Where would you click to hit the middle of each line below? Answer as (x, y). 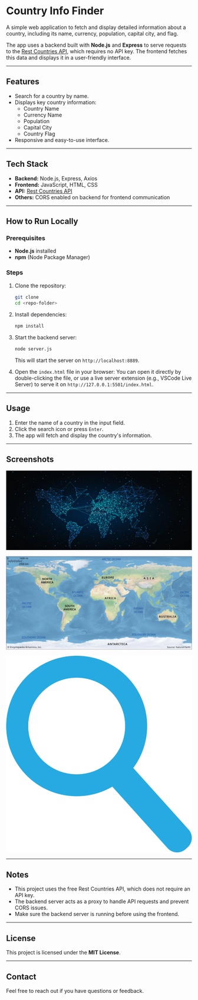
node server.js (33, 349)
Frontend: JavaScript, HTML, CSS (56, 185)
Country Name (41, 108)
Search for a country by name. (52, 96)
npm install (29, 326)
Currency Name (43, 115)
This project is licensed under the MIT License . (63, 953)
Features (23, 82)
